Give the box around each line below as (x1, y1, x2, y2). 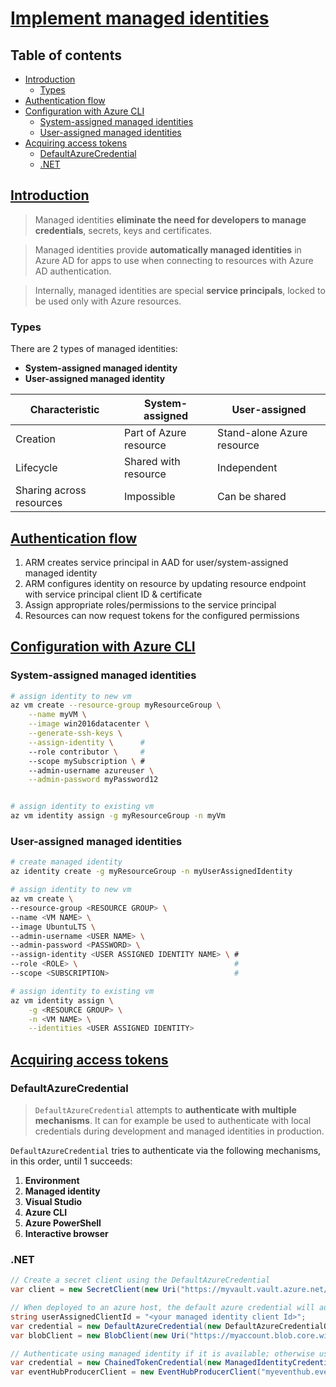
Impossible (124, 490, 176, 504)
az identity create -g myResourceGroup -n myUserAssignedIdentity (10, 867, 293, 877)
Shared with (124, 455, 181, 469)
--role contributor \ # (28, 747, 145, 757)
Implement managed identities (10, 7, 270, 30)
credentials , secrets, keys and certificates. (34, 224, 213, 236)
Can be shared (217, 490, 287, 504)
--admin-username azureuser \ (28, 765, 155, 776)
